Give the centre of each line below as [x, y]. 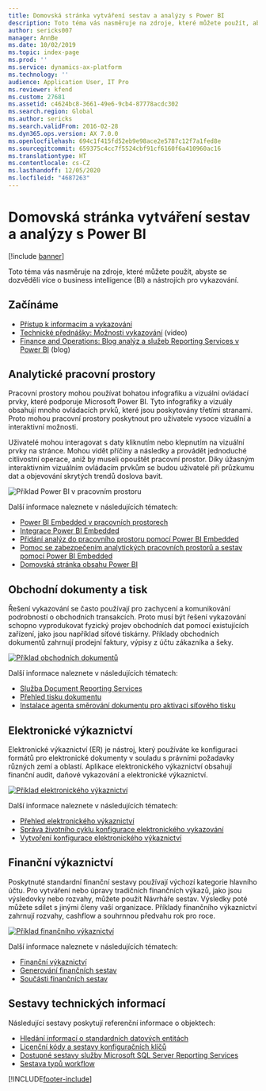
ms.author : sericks [40, 119]
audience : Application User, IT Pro [68, 82]
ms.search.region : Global [51, 112]
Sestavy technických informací [87, 1004]
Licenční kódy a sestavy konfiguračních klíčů [93, 1047]
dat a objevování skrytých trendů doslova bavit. [85, 476]
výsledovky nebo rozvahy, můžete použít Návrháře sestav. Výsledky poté [128, 899]
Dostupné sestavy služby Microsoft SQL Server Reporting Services [129, 1055]
